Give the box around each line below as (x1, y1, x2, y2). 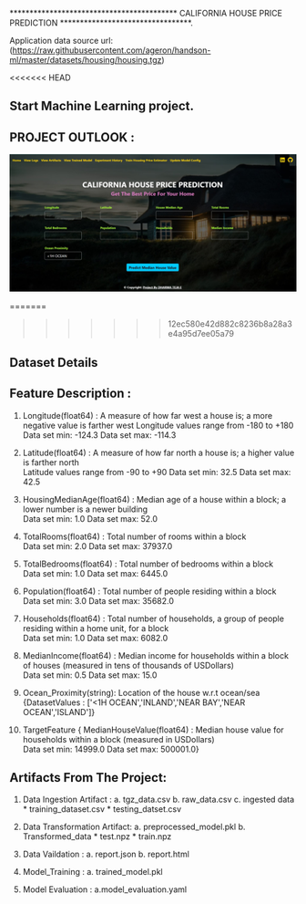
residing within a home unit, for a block (22, 622, 169, 633)
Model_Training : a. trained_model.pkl (22, 867, 164, 878)
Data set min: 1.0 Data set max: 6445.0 (22, 567, 168, 578)
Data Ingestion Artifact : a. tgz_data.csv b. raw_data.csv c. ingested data (22, 794, 295, 805)
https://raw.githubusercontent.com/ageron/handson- (12, 45, 211, 56)
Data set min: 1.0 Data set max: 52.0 (22, 513, 158, 524)
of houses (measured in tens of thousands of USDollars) (22, 660, 235, 670)
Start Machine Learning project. (9, 99, 194, 114)
